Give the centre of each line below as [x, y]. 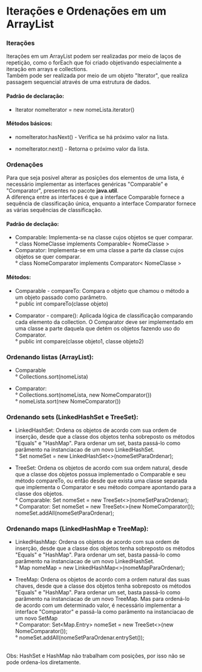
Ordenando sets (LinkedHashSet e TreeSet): [72, 417]
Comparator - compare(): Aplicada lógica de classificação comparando [104, 315]
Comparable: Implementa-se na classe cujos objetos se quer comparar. [104, 238]
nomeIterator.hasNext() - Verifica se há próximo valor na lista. [92, 137]
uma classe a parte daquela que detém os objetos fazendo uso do [97, 328]
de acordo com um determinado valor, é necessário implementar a [98, 605]
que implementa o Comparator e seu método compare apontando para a [106, 487]
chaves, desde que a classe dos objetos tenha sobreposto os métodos [103, 586]
